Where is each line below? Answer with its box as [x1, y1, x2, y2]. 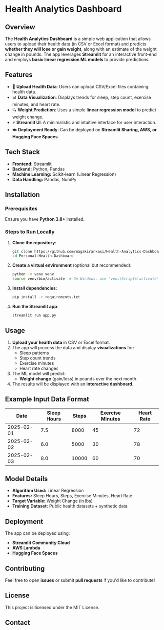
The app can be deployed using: [5, 530, 70, 536]
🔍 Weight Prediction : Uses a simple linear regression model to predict [12, 106, 156, 113]
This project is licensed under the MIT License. [5, 604, 100, 610]
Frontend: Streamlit [12, 161, 52, 167]
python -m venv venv [12, 272, 54, 277]
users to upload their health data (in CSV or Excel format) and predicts [5, 41, 146, 47]
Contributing [5, 564, 45, 572]
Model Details [5, 475, 48, 483]
